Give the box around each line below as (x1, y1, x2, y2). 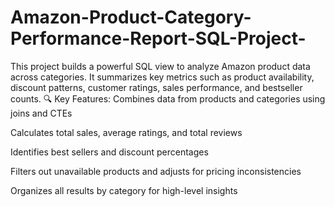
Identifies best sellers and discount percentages (10, 146, 209, 158)
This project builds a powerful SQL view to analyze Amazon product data (10, 60, 311, 72)
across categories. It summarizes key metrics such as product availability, (10, 71, 315, 83)
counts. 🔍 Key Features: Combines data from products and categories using (10, 92, 326, 105)
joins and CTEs (10, 107, 73, 119)
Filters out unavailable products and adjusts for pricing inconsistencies (10, 165, 302, 177)
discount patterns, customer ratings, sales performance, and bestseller (10, 81, 303, 93)
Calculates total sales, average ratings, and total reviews (10, 126, 243, 138)
